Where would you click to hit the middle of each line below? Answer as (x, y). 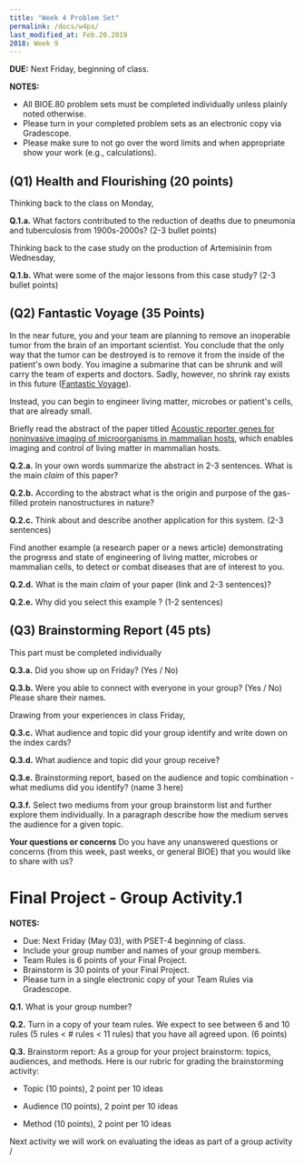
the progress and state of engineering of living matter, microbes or (134, 557)
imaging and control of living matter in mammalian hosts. (115, 447)
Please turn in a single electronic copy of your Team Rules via (138, 979)
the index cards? (40, 742)
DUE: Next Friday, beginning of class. (79, 69)
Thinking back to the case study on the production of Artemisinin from (141, 248)
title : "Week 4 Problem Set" (64, 18)
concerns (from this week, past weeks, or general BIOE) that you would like (150, 851)
